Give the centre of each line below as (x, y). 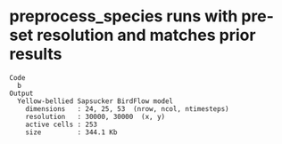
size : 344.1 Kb (71, 132)
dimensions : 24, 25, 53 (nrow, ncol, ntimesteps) (127, 108)
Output (21, 93)
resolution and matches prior (146, 35)
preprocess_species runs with (124, 16)
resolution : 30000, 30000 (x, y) (95, 116)
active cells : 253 (62, 124)
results (36, 54)
